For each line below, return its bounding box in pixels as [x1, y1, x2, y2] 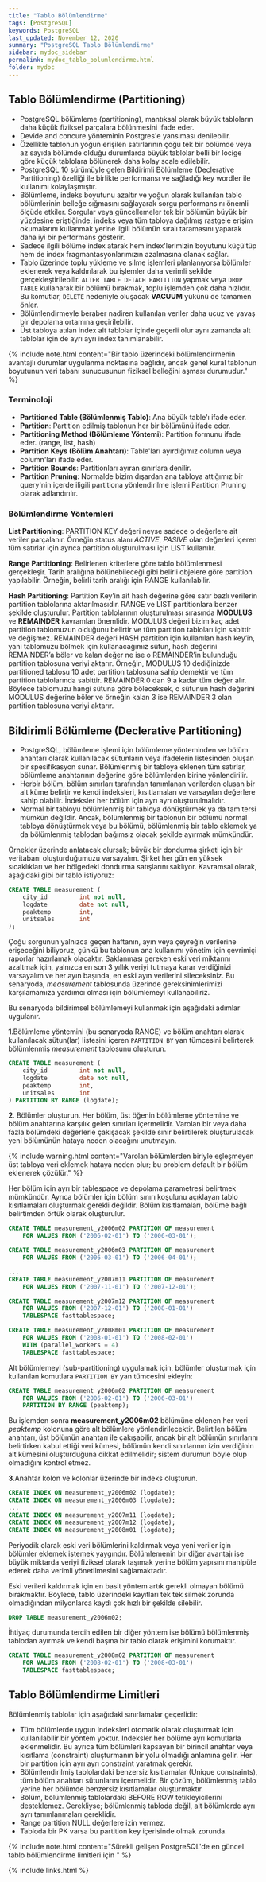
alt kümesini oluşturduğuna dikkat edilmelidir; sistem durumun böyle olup [8, 1449, 248, 1460]
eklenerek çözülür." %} [8, 1168, 83, 1178]
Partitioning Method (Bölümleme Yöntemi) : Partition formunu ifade [19, 429, 241, 438]
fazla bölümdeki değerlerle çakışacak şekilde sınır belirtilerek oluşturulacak [8, 1127, 254, 1137]
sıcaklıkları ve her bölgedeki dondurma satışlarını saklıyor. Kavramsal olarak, [8, 861, 257, 871]
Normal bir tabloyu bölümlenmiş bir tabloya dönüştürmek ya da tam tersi [19, 804, 256, 814]
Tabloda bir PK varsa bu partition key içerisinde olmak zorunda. [19, 1826, 228, 1836]
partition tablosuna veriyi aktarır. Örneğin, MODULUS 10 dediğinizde [8, 659, 231, 668]
